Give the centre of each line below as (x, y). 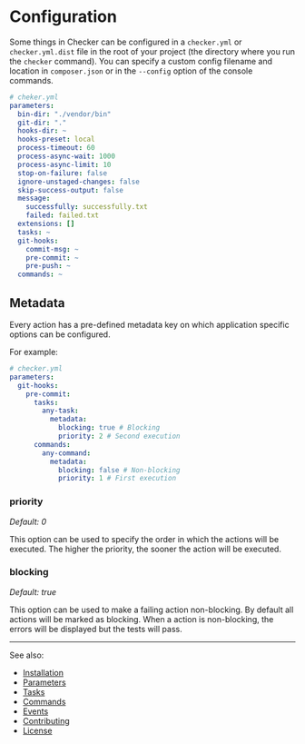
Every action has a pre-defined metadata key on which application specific (149, 325)
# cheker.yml (34, 97)
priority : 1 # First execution (117, 479)
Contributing (46, 720)
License (37, 730)
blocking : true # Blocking (109, 428)
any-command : (67, 453)
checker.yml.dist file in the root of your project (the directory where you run (152, 51)
